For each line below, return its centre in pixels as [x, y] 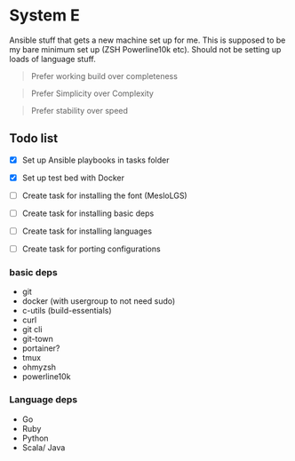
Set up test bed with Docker [73, 178]
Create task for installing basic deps [88, 213]
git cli [32, 330]
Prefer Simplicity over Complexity [92, 93]
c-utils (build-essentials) [67, 311]
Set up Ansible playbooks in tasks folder [96, 160]
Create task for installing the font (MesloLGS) [105, 195]
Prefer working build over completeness [104, 76]
